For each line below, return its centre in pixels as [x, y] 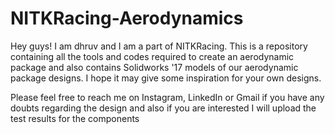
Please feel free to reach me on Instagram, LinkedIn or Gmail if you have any [167, 97]
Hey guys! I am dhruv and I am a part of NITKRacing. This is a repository [159, 46]
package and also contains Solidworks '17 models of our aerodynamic [154, 67]
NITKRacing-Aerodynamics [127, 18]
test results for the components [75, 118]
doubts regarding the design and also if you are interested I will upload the [163, 108]
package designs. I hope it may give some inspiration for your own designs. [166, 78]
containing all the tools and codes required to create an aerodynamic [152, 56]
